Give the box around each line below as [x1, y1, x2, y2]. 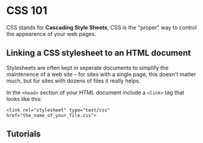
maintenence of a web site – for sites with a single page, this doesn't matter [6, 71, 196, 78]
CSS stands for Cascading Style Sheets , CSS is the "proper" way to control [6, 24, 197, 31]
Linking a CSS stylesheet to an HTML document [6, 48, 191, 58]
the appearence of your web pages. [6, 30, 96, 37]
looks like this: [6, 95, 43, 102]
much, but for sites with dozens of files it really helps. [6, 77, 141, 84]
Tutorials [6, 129, 41, 139]
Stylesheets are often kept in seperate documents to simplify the [6, 64, 169, 71]
